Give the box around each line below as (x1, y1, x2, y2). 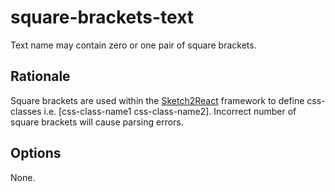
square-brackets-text (10, 6, 195, 29)
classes (10, 105, 42, 117)
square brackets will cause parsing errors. (10, 116, 184, 128)
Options (10, 145, 62, 162)
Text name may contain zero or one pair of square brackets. (10, 39, 257, 51)
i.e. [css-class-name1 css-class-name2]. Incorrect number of (43, 105, 297, 117)
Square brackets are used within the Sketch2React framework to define (10, 94, 305, 106)
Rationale (10, 68, 71, 85)
